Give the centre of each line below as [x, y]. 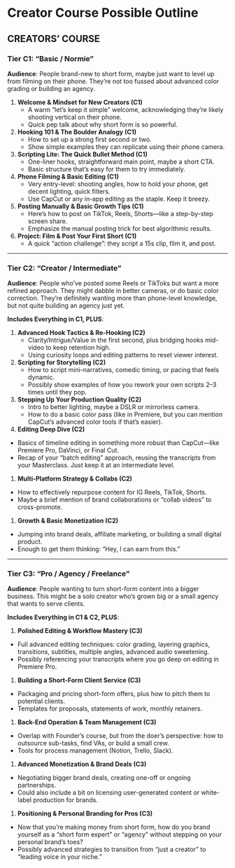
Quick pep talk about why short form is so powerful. [103, 124]
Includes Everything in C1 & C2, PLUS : [63, 618]
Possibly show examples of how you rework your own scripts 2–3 [122, 385]
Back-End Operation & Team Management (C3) [87, 723]
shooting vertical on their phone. [75, 117]
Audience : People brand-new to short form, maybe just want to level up [111, 73]
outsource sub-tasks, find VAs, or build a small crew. [93, 744]
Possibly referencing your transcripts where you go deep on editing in [118, 660]
